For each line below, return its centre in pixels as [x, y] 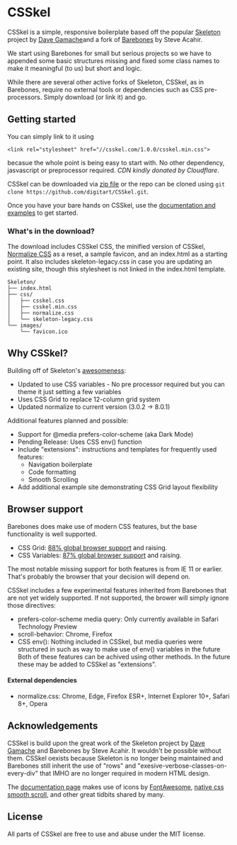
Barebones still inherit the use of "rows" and [72, 766]
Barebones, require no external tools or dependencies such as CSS [105, 89]
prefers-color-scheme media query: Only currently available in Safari [118, 619]
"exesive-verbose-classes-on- [183, 766]
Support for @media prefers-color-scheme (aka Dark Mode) [105, 434]
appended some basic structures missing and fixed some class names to [114, 60]
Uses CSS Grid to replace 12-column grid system [89, 399]
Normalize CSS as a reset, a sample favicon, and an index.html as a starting [117, 254]
